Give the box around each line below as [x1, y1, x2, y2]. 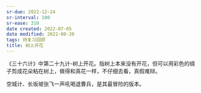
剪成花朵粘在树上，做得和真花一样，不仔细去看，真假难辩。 [11, 67, 161, 74]
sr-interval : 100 [6, 14, 50, 21]
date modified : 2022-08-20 [6, 31, 75, 37]
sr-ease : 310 [6, 20, 39, 26]
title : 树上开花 [6, 43, 44, 49]
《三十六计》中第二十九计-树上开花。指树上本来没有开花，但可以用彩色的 [6, 60, 190, 67]
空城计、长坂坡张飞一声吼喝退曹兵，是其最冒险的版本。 [6, 80, 145, 88]
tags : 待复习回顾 [6, 37, 46, 43]
